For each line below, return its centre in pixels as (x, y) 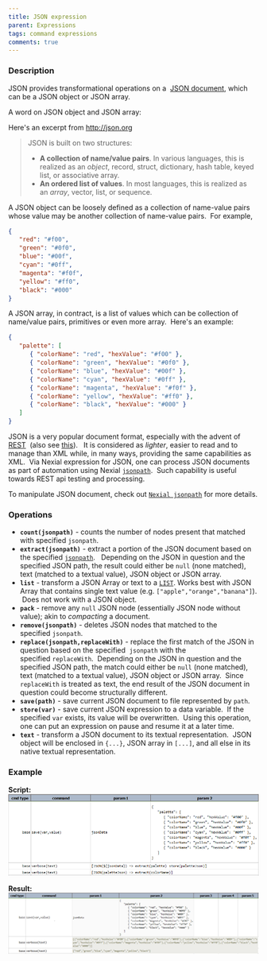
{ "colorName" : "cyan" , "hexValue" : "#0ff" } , (108, 379)
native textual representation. (68, 752)
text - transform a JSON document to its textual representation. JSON (135, 734)
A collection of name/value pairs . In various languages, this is (142, 158)
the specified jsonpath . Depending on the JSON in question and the (132, 557)
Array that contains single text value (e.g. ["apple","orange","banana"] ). (138, 591)
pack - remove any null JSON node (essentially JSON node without (130, 608)
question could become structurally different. (94, 692)
